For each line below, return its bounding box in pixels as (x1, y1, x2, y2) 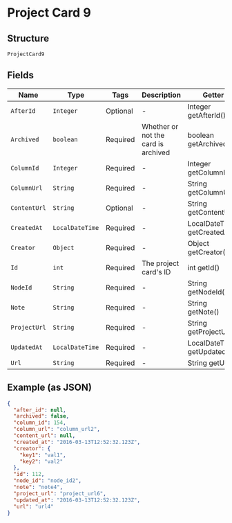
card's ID (141, 267, 171, 276)
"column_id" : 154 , (13, 419, 67, 427)
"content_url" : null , (13, 432, 76, 439)
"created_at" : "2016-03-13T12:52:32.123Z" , (13, 438, 140, 445)
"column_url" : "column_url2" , (13, 426, 100, 433)
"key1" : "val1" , (19, 452, 67, 459)
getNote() (187, 307, 220, 317)
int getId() (187, 263, 220, 272)
